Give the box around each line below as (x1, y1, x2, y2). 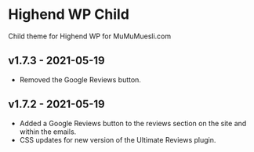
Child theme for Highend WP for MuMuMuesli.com (8, 31, 172, 41)
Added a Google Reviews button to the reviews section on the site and (19, 118, 247, 128)
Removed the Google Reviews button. (19, 74, 141, 84)
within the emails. (19, 127, 77, 136)
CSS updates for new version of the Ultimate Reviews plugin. (19, 135, 216, 144)
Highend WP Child (8, 5, 129, 24)
